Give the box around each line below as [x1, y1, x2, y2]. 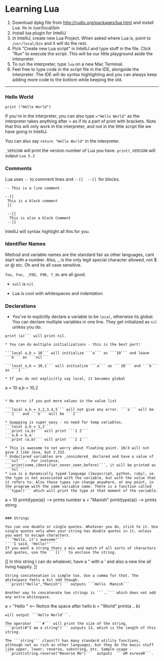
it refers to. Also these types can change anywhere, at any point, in [5, 480, 154, 485]
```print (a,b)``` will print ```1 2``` [5, 428, 89, 433]
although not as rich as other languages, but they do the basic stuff [5, 642, 154, 648]
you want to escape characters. [5, 533, 71, 538]
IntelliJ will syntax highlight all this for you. [5, 228, 90, 234]
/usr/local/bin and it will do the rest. [12, 40, 88, 46]
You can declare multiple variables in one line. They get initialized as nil [12, 319, 158, 325]
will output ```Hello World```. [5, 613, 71, 618]
